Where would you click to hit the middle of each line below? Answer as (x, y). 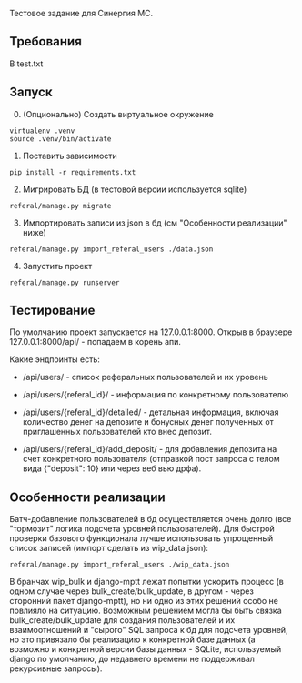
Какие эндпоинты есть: (55, 359)
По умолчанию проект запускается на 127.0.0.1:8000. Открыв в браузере (151, 332)
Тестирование (52, 311)
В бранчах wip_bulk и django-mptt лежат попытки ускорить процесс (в (146, 582)
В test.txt (26, 64)
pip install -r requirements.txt (73, 172)
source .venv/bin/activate (60, 139)
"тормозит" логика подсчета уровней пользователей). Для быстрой (142, 529)
